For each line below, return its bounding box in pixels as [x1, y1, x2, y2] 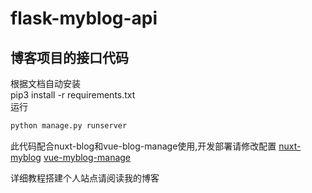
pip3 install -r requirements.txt [10, 89, 136, 101]
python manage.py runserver [10, 121, 128, 131]
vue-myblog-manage [43, 151, 132, 163]
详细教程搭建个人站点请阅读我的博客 [10, 172, 160, 184]
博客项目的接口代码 [10, 49, 129, 66]
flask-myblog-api [10, 7, 158, 30]
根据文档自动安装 [10, 78, 81, 89]
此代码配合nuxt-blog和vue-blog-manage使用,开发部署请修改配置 [10, 140, 277, 152]
